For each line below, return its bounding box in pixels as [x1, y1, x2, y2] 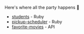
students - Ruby [11, 14, 44, 19]
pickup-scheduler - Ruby [11, 19, 63, 24]
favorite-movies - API [11, 24, 55, 30]
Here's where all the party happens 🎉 [4, 5, 80, 10]
